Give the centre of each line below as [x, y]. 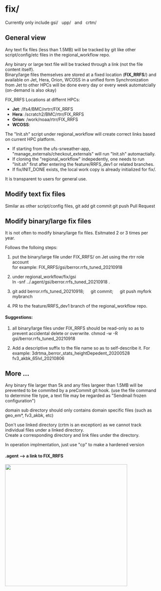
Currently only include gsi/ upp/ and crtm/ [51, 22]
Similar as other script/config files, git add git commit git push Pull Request [80, 206]
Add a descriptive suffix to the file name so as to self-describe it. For [81, 348]
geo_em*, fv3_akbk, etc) [29, 415]
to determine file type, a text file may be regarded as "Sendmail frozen [76, 395]
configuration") [20, 401]
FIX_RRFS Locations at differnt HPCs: [43, 99]
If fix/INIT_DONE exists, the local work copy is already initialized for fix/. [84, 169]
